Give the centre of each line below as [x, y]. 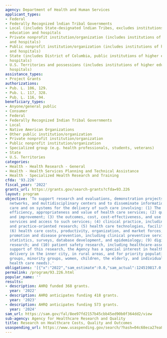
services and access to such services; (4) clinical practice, [76, 222]
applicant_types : [23, 14]
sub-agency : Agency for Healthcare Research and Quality [65, 318]
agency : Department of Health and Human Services [58, 10]
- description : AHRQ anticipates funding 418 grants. [62, 295]
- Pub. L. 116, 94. [25, 97]
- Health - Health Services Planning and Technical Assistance [72, 171]
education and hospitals [35, 33]
